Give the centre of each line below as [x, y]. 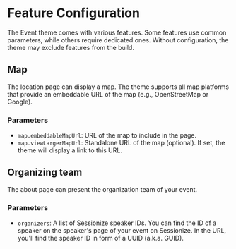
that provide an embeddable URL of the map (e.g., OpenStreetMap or [108, 94]
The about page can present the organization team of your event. [102, 189]
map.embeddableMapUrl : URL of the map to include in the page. [107, 135]
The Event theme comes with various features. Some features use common [117, 32]
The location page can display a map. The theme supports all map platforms [118, 87]
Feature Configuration [73, 13]
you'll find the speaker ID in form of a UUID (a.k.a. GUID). [100, 238]
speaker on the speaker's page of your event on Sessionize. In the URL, [122, 231]
